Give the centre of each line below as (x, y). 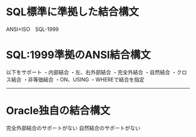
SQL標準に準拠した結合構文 (72, 12)
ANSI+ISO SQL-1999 (33, 29)
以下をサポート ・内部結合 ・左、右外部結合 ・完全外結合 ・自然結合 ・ (91, 72)
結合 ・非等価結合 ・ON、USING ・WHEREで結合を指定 (78, 79)
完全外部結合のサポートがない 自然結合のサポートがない (73, 128)
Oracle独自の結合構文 (58, 111)
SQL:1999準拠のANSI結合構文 (78, 55)
